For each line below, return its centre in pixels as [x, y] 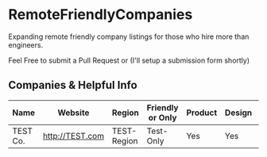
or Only [163, 117]
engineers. [26, 44]
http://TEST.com [74, 136]
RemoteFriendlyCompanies [101, 15]
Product [202, 113]
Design [239, 113]
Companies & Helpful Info [73, 85]
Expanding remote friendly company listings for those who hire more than [129, 36]
